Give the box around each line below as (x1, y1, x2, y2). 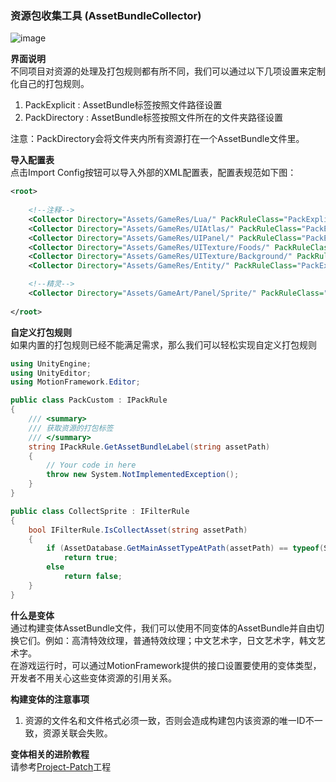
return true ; (63, 553, 118, 563)
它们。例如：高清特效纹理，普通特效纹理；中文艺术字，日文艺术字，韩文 (18, 634, 317, 646)
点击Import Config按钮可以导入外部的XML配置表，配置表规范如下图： (10, 167, 297, 179)
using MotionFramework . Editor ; (10, 377, 141, 387)
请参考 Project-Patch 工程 (10, 760, 112, 772)
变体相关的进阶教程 (10, 748, 90, 760)
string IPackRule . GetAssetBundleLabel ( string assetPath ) (28, 442, 271, 452)
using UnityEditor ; (10, 368, 92, 378)
